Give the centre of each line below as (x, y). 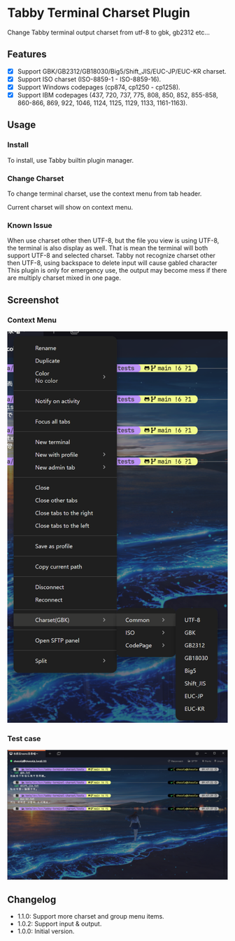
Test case (24, 738)
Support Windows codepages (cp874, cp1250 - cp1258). (99, 87)
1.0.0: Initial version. (46, 931)
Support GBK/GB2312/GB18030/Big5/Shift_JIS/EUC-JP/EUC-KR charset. (122, 71)
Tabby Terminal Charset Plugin (99, 13)
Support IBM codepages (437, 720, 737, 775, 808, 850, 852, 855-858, (117, 95)
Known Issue (30, 225)
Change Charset (36, 178)
